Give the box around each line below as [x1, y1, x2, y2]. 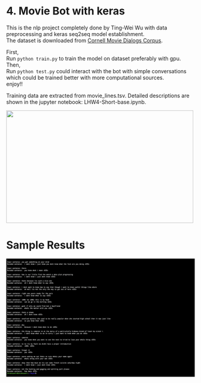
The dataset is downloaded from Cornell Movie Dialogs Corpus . [6, 37, 163, 44]
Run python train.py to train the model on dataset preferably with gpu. [6, 55, 181, 62]
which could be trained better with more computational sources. [6, 74, 165, 81]
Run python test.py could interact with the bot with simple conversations [6, 67, 187, 74]
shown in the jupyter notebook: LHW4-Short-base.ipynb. [6, 98, 147, 106]
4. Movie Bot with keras [6, 4, 126, 18]
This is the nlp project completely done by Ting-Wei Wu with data [6, 24, 167, 31]
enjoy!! [6, 80, 23, 88]
